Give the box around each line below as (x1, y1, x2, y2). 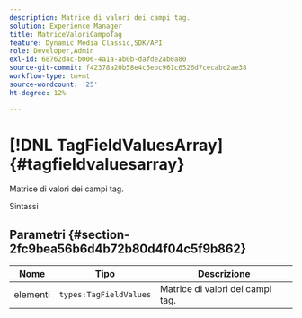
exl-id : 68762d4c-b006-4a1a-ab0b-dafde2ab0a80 (9, 55, 187, 64)
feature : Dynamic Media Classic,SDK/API (9, 38, 164, 48)
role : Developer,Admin (9, 47, 94, 56)
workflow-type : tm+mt (9, 72, 91, 81)
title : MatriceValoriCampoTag (9, 30, 123, 39)
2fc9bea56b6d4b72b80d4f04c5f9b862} (9, 241, 247, 256)
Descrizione (197, 268, 251, 280)
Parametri (9, 226, 66, 243)
